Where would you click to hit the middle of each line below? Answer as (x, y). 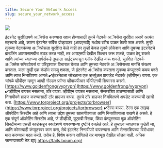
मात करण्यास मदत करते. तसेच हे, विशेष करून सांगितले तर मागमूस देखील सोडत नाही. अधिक (75, 135)
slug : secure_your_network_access (40, 14)
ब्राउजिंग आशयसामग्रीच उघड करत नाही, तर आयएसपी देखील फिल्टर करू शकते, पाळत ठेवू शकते (78, 53)
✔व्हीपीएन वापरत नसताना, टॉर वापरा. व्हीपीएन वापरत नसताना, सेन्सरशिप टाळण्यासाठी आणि (74, 91)
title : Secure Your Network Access (41, 9)
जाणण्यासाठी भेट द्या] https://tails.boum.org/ (44, 140)
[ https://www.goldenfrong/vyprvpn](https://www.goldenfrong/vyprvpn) (77, 86)
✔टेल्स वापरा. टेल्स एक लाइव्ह (126, 108)
